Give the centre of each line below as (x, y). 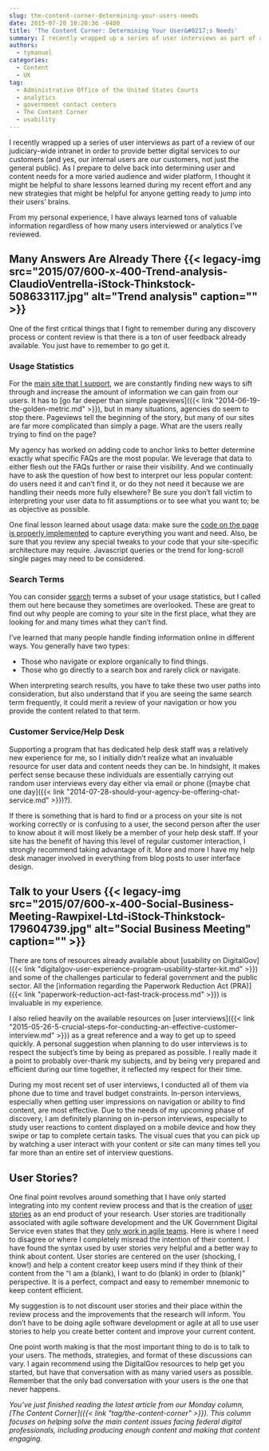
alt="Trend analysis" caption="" (174, 297)
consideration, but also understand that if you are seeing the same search (131, 694)
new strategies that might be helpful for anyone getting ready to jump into (131, 193)
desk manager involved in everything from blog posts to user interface (125, 858)
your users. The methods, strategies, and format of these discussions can (131, 1355)
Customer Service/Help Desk (67, 731)
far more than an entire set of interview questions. (91, 1153)
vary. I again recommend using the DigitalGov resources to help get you (127, 1364)
